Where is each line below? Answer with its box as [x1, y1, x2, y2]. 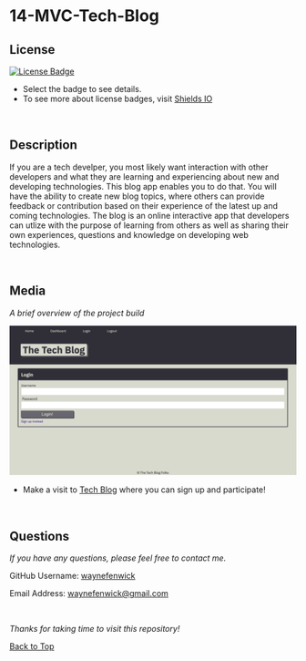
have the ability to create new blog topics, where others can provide [9, 191, 265, 201]
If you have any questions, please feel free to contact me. [9, 553, 227, 563]
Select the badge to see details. [22, 84, 142, 94]
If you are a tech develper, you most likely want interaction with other [9, 161, 269, 172]
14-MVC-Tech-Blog [9, 5, 159, 26]
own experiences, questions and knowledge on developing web [9, 229, 249, 240]
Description [9, 138, 77, 153]
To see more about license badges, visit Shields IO [22, 93, 213, 104]
